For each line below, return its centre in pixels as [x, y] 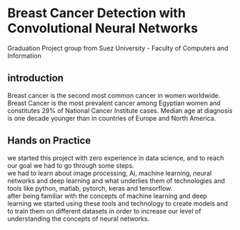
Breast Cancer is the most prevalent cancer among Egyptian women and [114, 103]
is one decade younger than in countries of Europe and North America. [112, 118]
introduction [36, 78]
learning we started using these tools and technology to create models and [118, 203]
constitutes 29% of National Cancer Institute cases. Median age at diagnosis [120, 110]
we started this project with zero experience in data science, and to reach [116, 158]
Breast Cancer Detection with [96, 13]
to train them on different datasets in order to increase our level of [104, 211]
